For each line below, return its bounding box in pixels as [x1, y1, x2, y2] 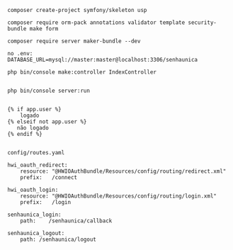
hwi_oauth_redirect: [7, 161, 69, 169]
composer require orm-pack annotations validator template [7, 19, 186, 26]
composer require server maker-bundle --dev [7, 38, 141, 45]
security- [188, 19, 217, 26]
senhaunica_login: [7, 211, 62, 218]
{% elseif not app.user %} [7, 118, 87, 125]
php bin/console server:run [7, 87, 91, 94]
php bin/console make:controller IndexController [7, 69, 157, 76]
